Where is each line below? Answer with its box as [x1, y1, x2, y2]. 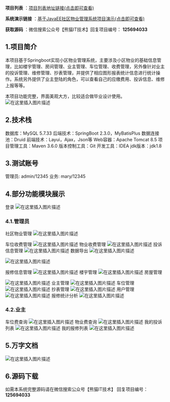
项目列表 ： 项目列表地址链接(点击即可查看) [5, 5, 95, 11]
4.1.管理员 [5, 218, 30, 225]
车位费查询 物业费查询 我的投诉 [5, 318, 162, 325]
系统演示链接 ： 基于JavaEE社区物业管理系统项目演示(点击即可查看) [5, 16, 145, 22]
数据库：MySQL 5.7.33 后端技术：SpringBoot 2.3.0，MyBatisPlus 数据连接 [5, 130, 159, 136]
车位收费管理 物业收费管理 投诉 [5, 241, 162, 247]
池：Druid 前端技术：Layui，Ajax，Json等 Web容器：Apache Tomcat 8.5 [5, 136, 157, 142]
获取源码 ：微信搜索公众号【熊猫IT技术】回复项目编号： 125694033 [5, 26, 148, 32]
